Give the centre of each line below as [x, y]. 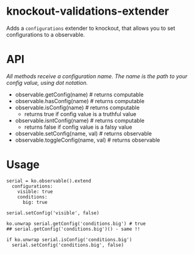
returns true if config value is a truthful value [80, 114]
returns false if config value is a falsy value [78, 127]
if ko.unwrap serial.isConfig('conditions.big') [69, 239]
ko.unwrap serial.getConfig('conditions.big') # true [76, 223]
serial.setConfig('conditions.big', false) [68, 245]
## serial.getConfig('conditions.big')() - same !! [73, 229]
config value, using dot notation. [47, 82]
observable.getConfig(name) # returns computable [79, 94]
